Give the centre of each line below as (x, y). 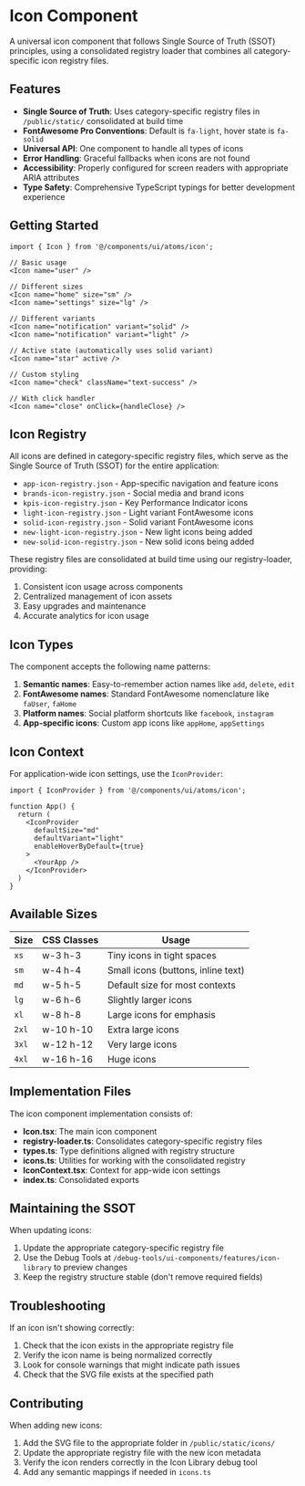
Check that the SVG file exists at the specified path (118, 1375)
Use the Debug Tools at (67, 1258)
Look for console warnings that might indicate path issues (131, 1365)
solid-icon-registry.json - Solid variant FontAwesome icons (138, 522)
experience (44, 196)
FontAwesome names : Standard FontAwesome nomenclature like (146, 694)
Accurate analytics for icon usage (86, 616)
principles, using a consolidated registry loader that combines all (131, 50)
